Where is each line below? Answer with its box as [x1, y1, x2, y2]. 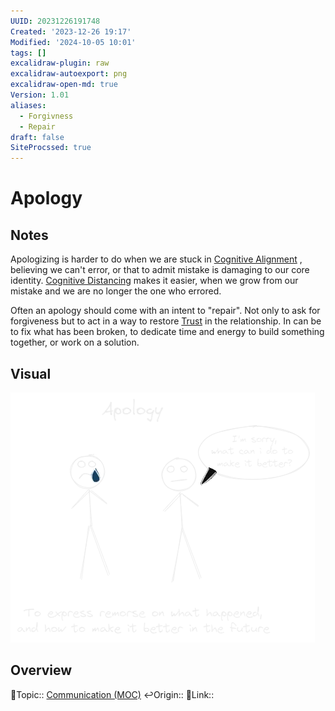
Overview [10, 662, 73, 679]
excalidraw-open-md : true [10, 80, 118, 90]
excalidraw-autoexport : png [10, 69, 128, 79]
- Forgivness [19, 111, 74, 121]
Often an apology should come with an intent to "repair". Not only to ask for [10, 305, 321, 317]
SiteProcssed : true [10, 143, 92, 153]
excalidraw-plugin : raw [10, 58, 110, 69]
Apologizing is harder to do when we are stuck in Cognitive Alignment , [10, 253, 303, 265]
